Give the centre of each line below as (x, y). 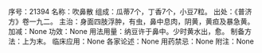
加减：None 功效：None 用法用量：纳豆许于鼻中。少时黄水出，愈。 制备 (127, 31)
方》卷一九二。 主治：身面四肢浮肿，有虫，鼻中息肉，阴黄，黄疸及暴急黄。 (131, 21)
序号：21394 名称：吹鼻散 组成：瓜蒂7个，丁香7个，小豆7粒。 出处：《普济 (130, 11)
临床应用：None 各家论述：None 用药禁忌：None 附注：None (153, 41)
